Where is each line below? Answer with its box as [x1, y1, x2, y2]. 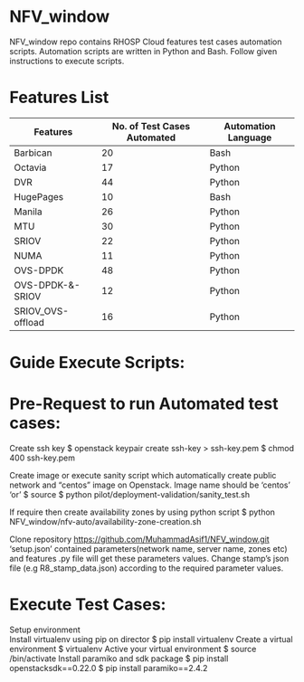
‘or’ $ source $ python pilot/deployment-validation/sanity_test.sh [9, 489, 251, 499]
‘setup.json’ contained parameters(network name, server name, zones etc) [9, 544, 288, 554]
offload [14, 316, 45, 328]
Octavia [14, 161, 47, 174]
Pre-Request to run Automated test [9, 393, 279, 414]
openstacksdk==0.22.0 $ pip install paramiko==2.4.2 [9, 662, 208, 673]
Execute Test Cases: [9, 594, 166, 615]
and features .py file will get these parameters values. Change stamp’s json [9, 554, 290, 564]
